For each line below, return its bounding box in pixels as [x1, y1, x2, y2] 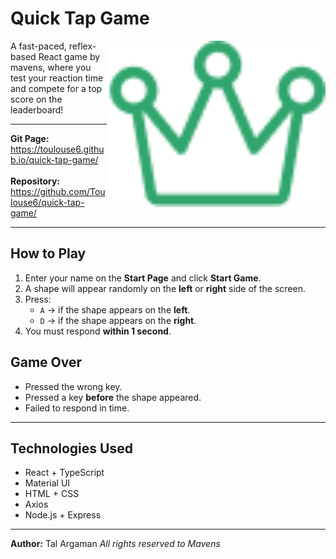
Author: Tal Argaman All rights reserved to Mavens [10, 538, 221, 550]
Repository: [10, 175, 61, 187]
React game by [38, 50, 101, 62]
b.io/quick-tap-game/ [10, 153, 99, 166]
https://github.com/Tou [10, 185, 106, 197]
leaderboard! [10, 103, 64, 116]
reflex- [68, 40, 97, 52]
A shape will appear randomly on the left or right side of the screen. [24, 282, 306, 294]
